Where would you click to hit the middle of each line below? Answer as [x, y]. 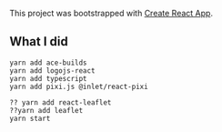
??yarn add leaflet [46, 110]
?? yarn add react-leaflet [61, 102]
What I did [39, 41]
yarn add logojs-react [52, 71]
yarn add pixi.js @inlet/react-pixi [79, 86]
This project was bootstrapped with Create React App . [111, 13]
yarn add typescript [49, 78]
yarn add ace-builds [49, 63]
